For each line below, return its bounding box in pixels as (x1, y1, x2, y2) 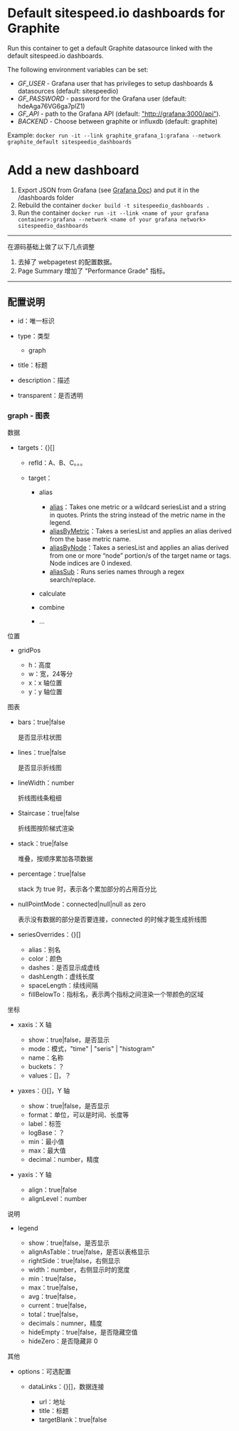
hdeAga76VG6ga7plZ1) (17, 101, 85, 110)
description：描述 (17, 376, 70, 384)
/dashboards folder (17, 193, 75, 201)
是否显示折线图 (17, 763, 62, 772)
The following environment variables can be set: (7, 65, 149, 74)
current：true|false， (28, 1301, 91, 1310)
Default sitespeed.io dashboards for (7, 5, 225, 21)
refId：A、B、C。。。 (28, 458, 87, 467)
